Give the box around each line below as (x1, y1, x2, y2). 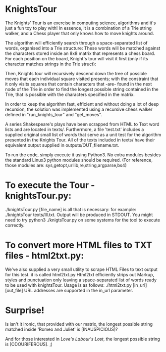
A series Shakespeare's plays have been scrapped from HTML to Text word (5, 121, 160, 127)
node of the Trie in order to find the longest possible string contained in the (5, 86, 159, 92)
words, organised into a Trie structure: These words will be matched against (5, 45, 161, 51)
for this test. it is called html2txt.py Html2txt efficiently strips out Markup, (5, 271, 155, 277)
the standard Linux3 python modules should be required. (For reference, (5, 157, 153, 163)
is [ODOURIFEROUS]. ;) (5, 341, 53, 347)
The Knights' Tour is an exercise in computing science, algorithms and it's (5, 20, 156, 26)
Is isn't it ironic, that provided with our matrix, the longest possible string (5, 321, 153, 327)
